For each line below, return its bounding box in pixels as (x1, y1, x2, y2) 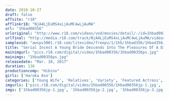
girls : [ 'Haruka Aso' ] (5, 73, 53, 78)
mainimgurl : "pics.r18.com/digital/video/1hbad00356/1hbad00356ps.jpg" (5, 49, 158, 55)
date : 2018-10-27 (5, 7, 42, 13)
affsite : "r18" (5, 17, 37, 22)
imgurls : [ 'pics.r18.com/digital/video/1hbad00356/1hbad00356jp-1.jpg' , (5, 82, 161, 87)
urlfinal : (5, 36, 26, 41)
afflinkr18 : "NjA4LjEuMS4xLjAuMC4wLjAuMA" (5, 21, 96, 27)
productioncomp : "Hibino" (5, 69, 59, 74)
